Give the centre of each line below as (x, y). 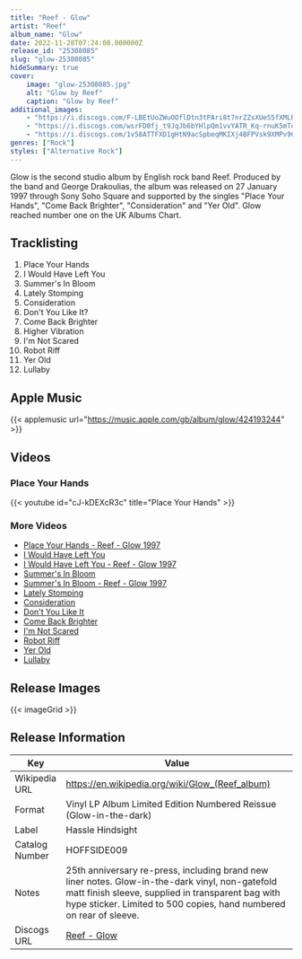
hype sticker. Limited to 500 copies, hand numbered (176, 903)
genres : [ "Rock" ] (43, 143)
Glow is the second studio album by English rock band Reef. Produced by (146, 177)
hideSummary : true (44, 68)
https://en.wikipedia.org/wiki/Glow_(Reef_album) (168, 784)
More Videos (39, 525)
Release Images (56, 688)
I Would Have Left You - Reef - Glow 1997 (100, 564)
